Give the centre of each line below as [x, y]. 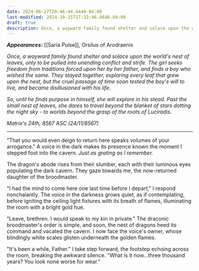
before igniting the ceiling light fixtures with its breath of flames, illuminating [99, 201]
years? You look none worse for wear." [54, 262]
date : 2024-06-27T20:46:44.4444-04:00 [54, 12]
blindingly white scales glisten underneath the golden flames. [81, 238]
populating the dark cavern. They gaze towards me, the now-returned [92, 171]
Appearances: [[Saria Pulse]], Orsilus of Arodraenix [70, 45]
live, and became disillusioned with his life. [59, 88]
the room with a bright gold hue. [46, 207]
